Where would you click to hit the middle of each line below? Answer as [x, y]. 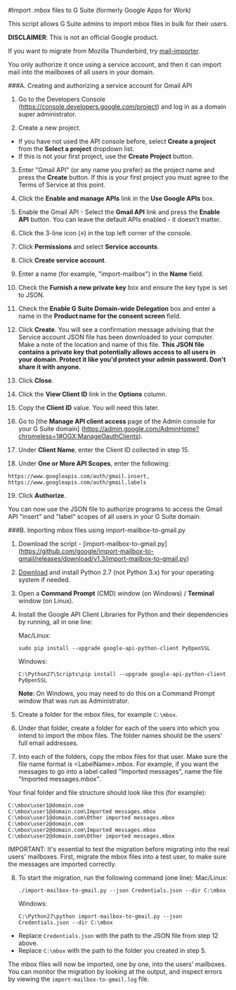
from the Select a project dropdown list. [76, 149]
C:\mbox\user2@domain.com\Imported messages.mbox [82, 830]
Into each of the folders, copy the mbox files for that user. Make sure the [123, 757]
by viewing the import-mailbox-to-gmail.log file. [79, 979]
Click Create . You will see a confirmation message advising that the [116, 330]
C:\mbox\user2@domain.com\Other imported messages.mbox [91, 836]
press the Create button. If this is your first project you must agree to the [123, 177]
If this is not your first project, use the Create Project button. [106, 156]
